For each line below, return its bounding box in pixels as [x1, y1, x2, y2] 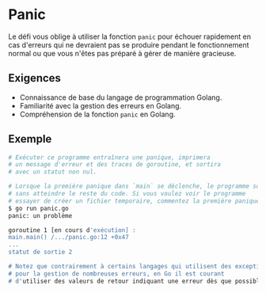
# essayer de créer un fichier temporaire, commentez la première [8, 196, 232, 205]
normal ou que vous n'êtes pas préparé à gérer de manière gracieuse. [8, 48, 237, 58]
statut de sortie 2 [8, 248, 73, 257]
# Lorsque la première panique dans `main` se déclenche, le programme [8, 182, 249, 191]
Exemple [8, 132, 52, 146]
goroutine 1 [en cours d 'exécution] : [8, 226, 136, 234]
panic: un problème [8, 211, 73, 219]
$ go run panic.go [8, 204, 69, 212]
